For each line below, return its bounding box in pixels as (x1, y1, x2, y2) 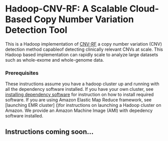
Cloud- (129, 3, 159, 15)
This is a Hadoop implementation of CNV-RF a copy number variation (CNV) (5, 41, 162, 47)
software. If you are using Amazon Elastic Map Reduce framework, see (5, 97, 152, 103)
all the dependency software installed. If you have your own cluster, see (5, 86, 154, 92)
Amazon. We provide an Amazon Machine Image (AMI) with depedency (5, 107, 153, 113)
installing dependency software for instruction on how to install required (5, 91, 154, 98)
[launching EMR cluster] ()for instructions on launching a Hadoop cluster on (5, 102, 161, 108)
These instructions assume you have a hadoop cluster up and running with (5, 81, 159, 87)
